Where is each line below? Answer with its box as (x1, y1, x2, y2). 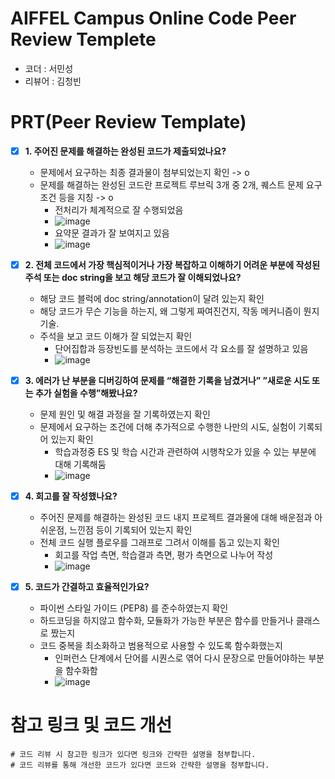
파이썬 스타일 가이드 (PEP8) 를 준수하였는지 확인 (39, 602, 229, 614)
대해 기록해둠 (54, 458, 107, 471)
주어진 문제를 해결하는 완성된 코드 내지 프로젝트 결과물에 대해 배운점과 (39, 512, 313, 524)
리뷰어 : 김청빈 (24, 75, 82, 87)
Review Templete (10, 28, 157, 51)
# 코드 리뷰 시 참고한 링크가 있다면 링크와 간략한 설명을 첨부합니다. (10, 750, 257, 760)
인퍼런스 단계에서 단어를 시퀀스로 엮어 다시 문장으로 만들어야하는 (54, 652, 307, 664)
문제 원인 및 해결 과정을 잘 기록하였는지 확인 (39, 408, 211, 421)
